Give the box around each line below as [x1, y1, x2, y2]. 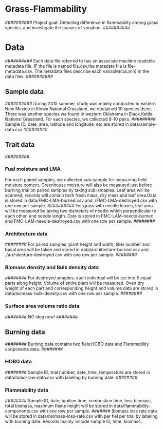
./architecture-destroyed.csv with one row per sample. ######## [5, 252, 137, 258]
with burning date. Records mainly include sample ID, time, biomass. [5, 418, 142, 425]
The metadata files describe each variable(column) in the [34, 68, 149, 74]
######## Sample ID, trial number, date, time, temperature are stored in [5, 369, 150, 375]
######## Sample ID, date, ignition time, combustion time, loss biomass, [5, 398, 152, 404]
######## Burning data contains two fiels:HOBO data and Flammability [5, 341, 149, 347]
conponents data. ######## [5, 346, 63, 352]
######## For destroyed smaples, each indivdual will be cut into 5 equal [5, 275, 152, 281]
